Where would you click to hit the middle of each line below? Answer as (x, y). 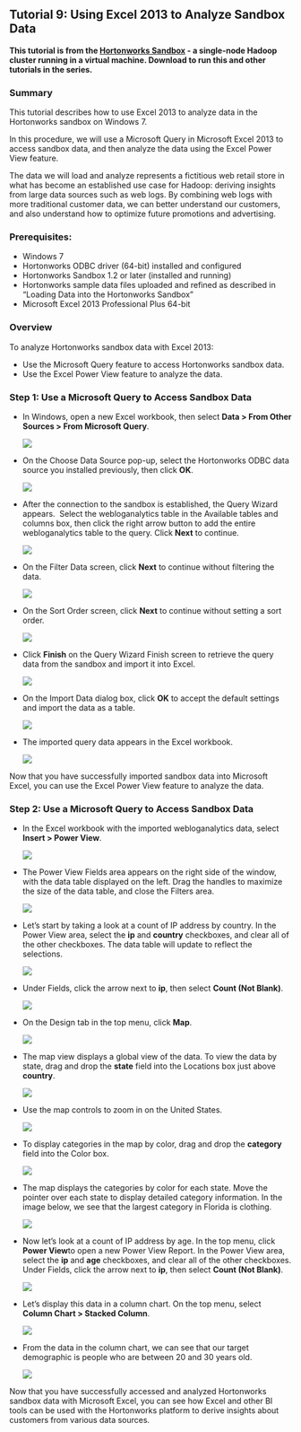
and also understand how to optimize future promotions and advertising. (142, 214)
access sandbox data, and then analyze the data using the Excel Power (141, 149)
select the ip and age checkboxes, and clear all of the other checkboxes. (157, 1261)
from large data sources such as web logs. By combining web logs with (141, 195)
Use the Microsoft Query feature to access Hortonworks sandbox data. (153, 364)
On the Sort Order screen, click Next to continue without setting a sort (152, 611)
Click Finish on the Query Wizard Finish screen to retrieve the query (148, 655)
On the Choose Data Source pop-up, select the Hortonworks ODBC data (155, 460)
